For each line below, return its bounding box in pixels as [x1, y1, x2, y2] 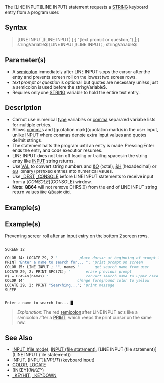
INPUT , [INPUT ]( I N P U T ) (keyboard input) [12, 357, 95, 363]
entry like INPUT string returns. [12, 158, 75, 164]
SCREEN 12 [5, 247, 25, 252]
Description [5, 104, 41, 112]
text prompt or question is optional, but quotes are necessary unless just [12, 79, 158, 85]
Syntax [5, 23, 27, 32]
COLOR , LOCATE [12, 362, 46, 368]
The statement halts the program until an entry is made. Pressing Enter [12, 143, 155, 149]
